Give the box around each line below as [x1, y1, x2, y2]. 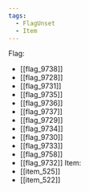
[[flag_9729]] [19, 116, 63, 125]
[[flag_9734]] [19, 124, 63, 133]
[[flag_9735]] [19, 90, 63, 100]
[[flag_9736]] [19, 98, 63, 108]
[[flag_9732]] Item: [19, 158, 82, 168]
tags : [8, 11, 26, 20]
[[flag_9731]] [19, 81, 62, 91]
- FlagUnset [15, 19, 56, 27]
